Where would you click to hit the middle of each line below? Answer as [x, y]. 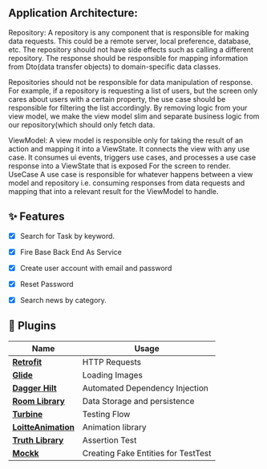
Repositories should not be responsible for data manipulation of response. [131, 82]
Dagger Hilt [35, 388]
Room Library [39, 401]
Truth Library [38, 440]
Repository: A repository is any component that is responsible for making [129, 32]
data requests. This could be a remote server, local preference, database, [129, 41]
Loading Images [112, 374]
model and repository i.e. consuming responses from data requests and [127, 183]
